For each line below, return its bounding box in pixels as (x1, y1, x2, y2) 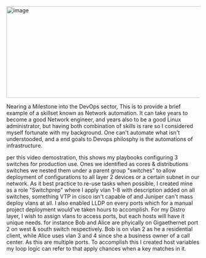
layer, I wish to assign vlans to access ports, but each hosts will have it (6, 213, 185, 219)
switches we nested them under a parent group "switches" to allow (6, 167, 177, 174)
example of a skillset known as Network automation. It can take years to (6, 110, 188, 116)
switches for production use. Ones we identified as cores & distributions (6, 161, 189, 167)
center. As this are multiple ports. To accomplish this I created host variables (6, 238, 200, 246)
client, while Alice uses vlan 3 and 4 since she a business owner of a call (6, 232, 190, 239)
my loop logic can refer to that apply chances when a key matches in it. (6, 245, 186, 252)
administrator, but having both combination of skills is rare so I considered (6, 123, 193, 129)
